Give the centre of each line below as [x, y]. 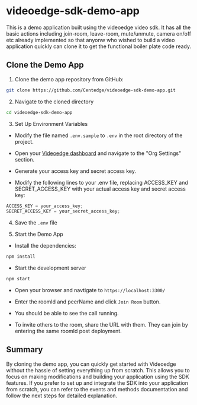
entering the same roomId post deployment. [68, 331]
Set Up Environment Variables [51, 124]
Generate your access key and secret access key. [75, 171]
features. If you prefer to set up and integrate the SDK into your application [97, 383]
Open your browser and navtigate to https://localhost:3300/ [90, 290]
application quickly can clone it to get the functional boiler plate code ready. [99, 46]
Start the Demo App [39, 234]
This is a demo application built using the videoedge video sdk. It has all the [98, 27]
